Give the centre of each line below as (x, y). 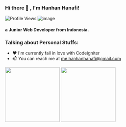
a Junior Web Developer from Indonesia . (47, 29)
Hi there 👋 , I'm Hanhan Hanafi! (42, 8)
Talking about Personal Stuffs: (42, 42)
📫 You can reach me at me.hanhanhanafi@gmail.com (67, 59)
